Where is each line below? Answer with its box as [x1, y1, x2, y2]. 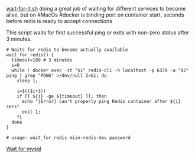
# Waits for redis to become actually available [6, 47, 128, 53]
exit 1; [21, 109, 41, 115]
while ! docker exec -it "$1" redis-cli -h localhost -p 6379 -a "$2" [11, 67, 189, 73]
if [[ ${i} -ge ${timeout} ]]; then [17, 93, 108, 99]
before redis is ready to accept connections [6, 18, 112, 24]
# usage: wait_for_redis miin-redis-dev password [6, 135, 131, 141]
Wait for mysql [6, 145, 41, 152]
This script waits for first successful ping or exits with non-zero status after [6, 29, 189, 36]
